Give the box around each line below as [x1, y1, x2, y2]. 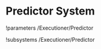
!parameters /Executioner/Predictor [5, 24, 94, 31]
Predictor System [5, 4, 95, 18]
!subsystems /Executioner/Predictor [5, 36, 95, 43]
